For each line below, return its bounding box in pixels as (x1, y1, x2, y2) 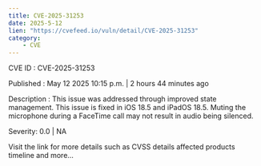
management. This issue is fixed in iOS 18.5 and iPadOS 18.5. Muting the (8, 103, 247, 113)
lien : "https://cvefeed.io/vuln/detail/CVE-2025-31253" (8, 26, 199, 34)
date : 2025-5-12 (8, 19, 62, 27)
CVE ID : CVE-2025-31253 (8, 63, 95, 73)
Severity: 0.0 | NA (8, 127, 66, 136)
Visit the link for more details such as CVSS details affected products (8, 142, 235, 152)
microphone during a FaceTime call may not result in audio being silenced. (8, 111, 254, 121)
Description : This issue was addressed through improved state (8, 94, 217, 104)
